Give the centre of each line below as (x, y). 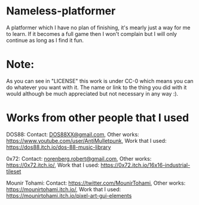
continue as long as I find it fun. (45, 40)
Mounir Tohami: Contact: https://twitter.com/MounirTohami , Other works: (96, 183)
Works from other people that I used (98, 118)
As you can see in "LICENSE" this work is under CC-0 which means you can (100, 81)
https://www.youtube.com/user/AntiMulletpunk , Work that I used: (86, 140)
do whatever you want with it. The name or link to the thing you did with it (97, 87)
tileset (14, 171)
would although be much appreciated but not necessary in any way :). (92, 93)
